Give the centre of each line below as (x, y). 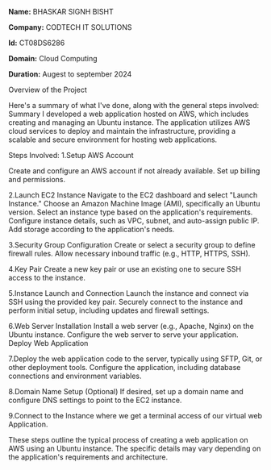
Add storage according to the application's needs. (92, 229)
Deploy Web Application (48, 343)
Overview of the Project (48, 89)
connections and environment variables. (75, 376)
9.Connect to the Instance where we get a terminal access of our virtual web (135, 416)
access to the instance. (47, 278)
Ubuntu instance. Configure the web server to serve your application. (124, 335)
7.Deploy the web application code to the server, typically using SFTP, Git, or (135, 359)
